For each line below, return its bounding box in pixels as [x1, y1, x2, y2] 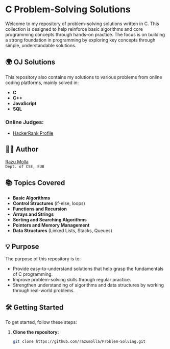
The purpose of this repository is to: [5, 256, 81, 262]
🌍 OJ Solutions [5, 58, 56, 67]
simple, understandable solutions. [5, 42, 77, 48]
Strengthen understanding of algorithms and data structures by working [12, 282, 164, 288]
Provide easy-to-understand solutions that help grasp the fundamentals [12, 265, 164, 272]
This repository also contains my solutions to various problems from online [5, 74, 162, 80]
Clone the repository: [12, 329, 59, 335]
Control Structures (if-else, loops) [12, 200, 85, 206]
